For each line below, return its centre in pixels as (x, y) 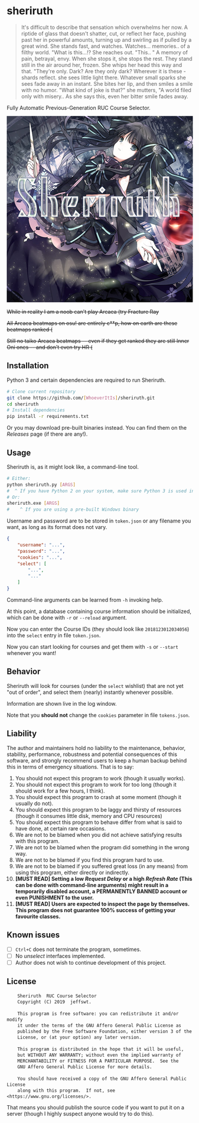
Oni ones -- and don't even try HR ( (50, 347)
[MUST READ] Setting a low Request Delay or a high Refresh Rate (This (104, 878)
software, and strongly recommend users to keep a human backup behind (97, 760)
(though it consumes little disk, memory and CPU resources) (89, 816)
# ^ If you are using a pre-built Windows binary (73, 509)
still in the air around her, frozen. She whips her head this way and (102, 65)
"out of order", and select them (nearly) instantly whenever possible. (90, 692)
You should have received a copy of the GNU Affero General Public (102, 1079)
